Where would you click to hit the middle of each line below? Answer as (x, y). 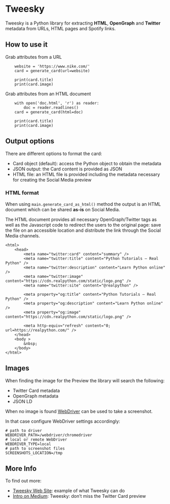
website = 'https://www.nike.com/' (52, 66)
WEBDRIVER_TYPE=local (28, 444)
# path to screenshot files (35, 448)
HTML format (22, 193)
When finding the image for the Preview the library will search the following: (85, 380)
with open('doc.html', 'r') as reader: (57, 103)
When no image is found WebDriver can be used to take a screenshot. (79, 411)
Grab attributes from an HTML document (48, 94)
